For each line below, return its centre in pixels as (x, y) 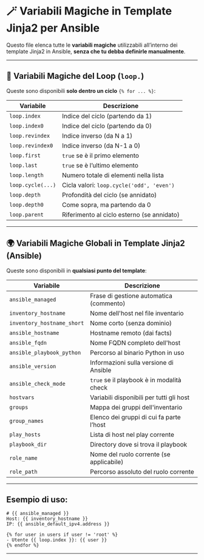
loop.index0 (27, 126)
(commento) (108, 303)
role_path (23, 471)
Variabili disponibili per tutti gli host (140, 397)
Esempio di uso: (37, 500)
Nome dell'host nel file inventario (137, 313)
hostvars (22, 397)
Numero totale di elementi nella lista (113, 175)
